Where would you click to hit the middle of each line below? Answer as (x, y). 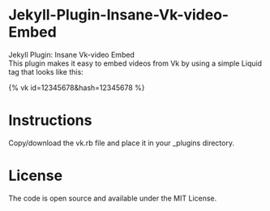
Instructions (50, 121)
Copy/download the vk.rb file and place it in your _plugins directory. (122, 143)
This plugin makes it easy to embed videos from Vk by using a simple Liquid (135, 63)
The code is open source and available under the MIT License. (113, 198)
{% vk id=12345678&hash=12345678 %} (77, 88)
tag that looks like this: (46, 71)
